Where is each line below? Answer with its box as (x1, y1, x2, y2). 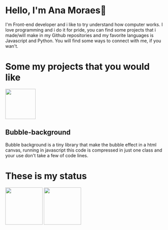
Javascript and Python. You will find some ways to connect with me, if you (5, 38, 161, 44)
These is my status (5, 170, 87, 182)
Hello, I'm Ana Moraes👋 (5, 5, 107, 16)
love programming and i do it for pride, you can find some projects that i (5, 26, 156, 33)
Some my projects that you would (5, 61, 150, 73)
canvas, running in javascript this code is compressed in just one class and (5, 147, 162, 153)
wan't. (5, 43, 19, 49)
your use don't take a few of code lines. (5, 152, 89, 158)
